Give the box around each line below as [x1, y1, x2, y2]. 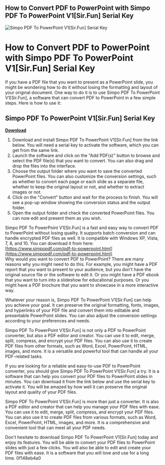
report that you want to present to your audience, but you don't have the [5, 266, 151, 272]
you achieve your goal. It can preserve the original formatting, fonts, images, [5, 302, 160, 308]
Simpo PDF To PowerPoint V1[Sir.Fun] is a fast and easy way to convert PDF [5, 225, 159, 231]
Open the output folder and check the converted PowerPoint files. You [12, 210, 155, 216]
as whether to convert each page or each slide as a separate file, [12, 178, 144, 184]
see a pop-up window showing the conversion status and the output [12, 199, 151, 205]
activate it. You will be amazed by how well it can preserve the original [5, 383, 147, 390]
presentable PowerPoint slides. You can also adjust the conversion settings [5, 312, 157, 319]
